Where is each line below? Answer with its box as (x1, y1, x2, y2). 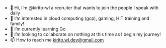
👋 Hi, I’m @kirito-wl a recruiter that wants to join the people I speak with (10, 5, 159, 10)
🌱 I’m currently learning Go (10, 26, 66, 32)
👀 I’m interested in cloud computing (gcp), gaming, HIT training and (10, 15, 150, 21)
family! (10, 20, 24, 26)
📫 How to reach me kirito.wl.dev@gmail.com (10, 37, 104, 42)
